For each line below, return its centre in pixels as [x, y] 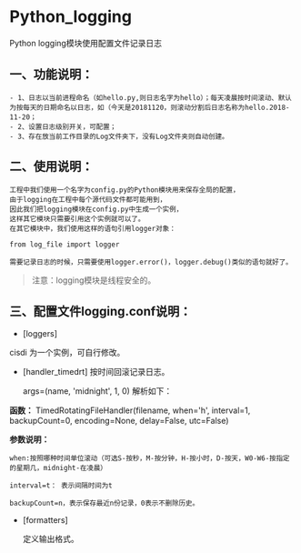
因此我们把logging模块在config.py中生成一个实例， [96, 209]
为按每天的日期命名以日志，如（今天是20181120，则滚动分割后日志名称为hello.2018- [150, 107]
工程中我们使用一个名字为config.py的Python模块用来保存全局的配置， [125, 190]
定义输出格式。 [50, 539]
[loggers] [40, 334]
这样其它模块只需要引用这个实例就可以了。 [77, 219]
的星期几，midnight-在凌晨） [58, 468]
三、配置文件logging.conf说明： [100, 311]
